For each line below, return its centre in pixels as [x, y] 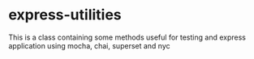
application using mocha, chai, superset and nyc [89, 45]
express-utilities [65, 15]
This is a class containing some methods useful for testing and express [127, 37]
